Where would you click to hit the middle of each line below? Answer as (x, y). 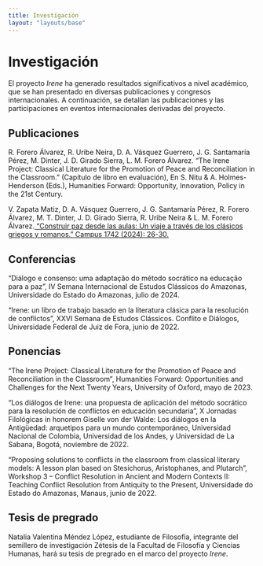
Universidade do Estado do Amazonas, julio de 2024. (94, 295)
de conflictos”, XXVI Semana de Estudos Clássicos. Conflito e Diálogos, (124, 319)
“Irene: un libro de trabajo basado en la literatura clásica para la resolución (128, 310)
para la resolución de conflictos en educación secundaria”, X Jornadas (122, 411)
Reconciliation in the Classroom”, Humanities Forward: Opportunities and (126, 379)
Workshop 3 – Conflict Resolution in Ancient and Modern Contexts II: (119, 476)
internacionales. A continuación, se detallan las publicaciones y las (116, 100)
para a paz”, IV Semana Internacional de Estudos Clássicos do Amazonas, (128, 287)
